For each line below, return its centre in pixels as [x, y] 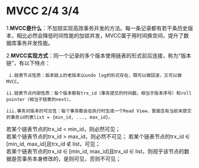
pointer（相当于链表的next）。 [40, 99]
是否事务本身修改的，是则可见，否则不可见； [66, 159]
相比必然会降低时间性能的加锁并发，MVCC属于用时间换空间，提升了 [100, 35]
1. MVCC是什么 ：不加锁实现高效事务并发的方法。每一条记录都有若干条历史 [97, 28]
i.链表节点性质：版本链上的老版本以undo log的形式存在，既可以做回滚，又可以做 [95, 75]
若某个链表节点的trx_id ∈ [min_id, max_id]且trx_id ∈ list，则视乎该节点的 [95, 151]
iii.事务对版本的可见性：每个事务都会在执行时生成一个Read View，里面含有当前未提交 [99, 111]
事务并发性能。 [35, 43]
